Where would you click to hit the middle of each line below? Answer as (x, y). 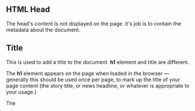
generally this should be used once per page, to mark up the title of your (93, 79)
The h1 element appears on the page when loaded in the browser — (88, 73)
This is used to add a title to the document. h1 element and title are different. (98, 62)
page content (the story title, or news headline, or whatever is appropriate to (98, 85)
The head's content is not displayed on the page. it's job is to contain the (94, 23)
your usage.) (21, 92)
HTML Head (28, 10)
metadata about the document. (43, 30)
